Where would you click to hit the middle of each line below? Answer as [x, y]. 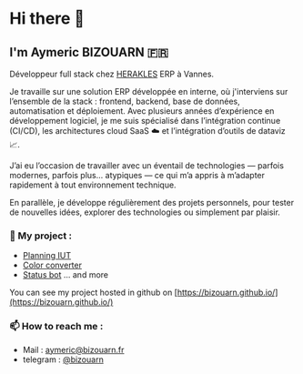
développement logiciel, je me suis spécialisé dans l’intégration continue [145, 121]
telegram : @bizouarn [63, 359]
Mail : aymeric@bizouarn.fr [73, 349]
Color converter [52, 265]
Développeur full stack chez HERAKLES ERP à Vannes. [112, 74]
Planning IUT [46, 256]
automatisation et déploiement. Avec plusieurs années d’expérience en [142, 111]
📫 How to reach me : [56, 327]
